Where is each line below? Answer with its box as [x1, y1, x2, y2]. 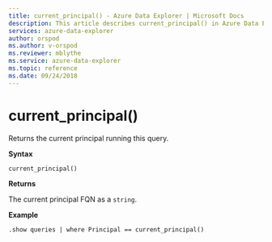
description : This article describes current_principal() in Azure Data [8, 19, 259, 27]
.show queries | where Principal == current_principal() [8, 225, 205, 234]
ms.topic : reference [8, 65, 79, 73]
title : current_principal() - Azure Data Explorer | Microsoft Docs [8, 11, 244, 20]
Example [8, 210, 39, 219]
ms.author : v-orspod [8, 42, 79, 50]
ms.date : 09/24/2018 [8, 72, 79, 80]
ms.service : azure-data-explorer [8, 57, 121, 65]
